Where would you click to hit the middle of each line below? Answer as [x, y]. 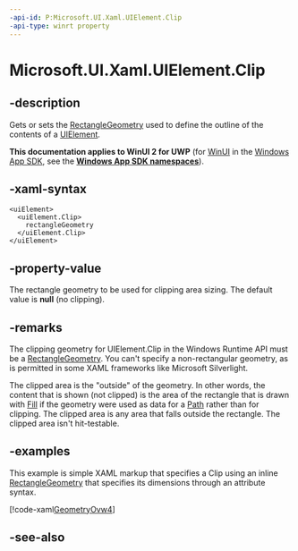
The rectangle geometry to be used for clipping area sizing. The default [141, 290]
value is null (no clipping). [57, 300]
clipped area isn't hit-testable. [64, 423]
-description [45, 103]
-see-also [37, 538]
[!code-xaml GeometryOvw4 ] [63, 509]
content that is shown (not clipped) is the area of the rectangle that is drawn [149, 394]
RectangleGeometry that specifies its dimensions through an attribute [137, 482]
